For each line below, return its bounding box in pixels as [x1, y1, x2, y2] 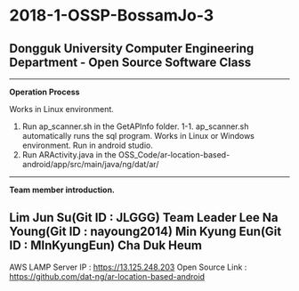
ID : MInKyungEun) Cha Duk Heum [9, 238, 203, 254]
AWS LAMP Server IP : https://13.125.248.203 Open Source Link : [9, 262, 247, 272]
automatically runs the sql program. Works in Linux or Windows [21, 131, 255, 141]
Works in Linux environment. [9, 104, 114, 114]
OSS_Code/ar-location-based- [118, 150, 230, 160]
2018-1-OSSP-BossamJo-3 [9, 5, 214, 26]
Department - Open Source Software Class [9, 54, 252, 69]
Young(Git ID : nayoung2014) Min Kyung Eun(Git [9, 224, 282, 239]
